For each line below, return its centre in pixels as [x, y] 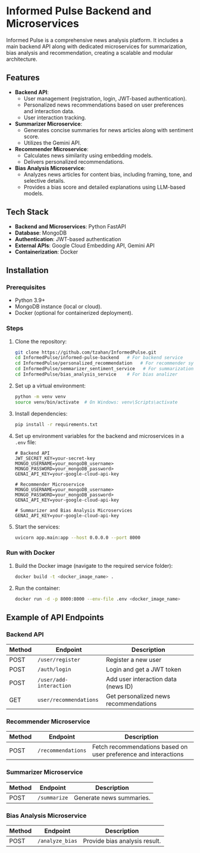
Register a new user [134, 660]
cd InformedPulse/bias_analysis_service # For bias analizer [96, 374]
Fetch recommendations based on [140, 747]
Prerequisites [26, 287]
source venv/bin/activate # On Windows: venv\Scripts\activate [96, 402]
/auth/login [54, 670]
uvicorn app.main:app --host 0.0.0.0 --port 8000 [78, 538]
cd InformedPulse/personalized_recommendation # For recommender [100, 363]
